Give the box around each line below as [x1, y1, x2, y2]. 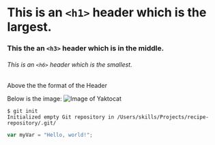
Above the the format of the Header [7, 82, 108, 90]
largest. [7, 19, 53, 35]
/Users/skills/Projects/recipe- [117, 114, 210, 120]
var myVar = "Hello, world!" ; [7, 131, 94, 139]
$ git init [7, 108, 38, 115]
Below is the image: [7, 95, 63, 103]
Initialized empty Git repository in [7, 114, 115, 120]
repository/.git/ [7, 120, 57, 127]
